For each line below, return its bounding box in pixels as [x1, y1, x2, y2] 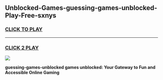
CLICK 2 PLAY [5, 44, 39, 51]
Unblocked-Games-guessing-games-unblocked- [5, 4, 158, 12]
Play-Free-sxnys [5, 12, 57, 20]
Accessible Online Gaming [5, 69, 60, 75]
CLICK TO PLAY [5, 26, 43, 33]
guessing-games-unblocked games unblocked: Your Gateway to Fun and [5, 64, 156, 70]
